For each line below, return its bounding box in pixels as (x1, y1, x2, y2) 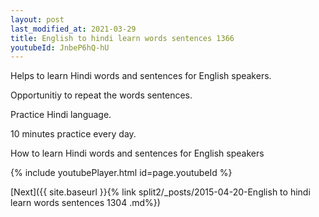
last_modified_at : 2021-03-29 (10, 24, 137, 34)
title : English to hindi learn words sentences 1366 (10, 33, 235, 43)
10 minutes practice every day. (10, 128, 137, 140)
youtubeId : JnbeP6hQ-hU (10, 42, 110, 53)
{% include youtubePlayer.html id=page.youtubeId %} (10, 167, 233, 179)
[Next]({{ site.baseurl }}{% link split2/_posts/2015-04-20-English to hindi (10, 186, 311, 198)
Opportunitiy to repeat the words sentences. (10, 89, 193, 101)
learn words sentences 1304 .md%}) (10, 197, 161, 209)
